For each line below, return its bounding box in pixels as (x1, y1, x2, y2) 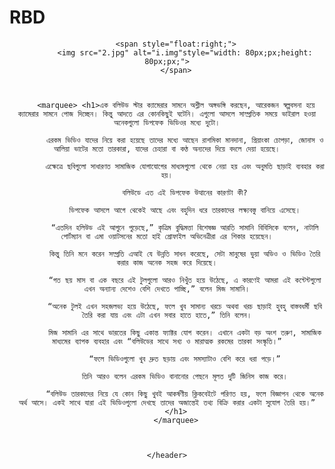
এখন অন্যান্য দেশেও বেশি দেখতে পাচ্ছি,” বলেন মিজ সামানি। (83, 284, 251, 294)
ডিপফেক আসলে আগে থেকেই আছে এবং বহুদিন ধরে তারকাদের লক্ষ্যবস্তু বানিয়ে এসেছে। (68, 205, 301, 215)
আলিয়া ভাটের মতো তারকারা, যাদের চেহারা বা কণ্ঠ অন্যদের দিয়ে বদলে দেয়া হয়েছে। (53, 144, 281, 154)
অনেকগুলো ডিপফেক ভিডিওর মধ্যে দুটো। (113, 117, 221, 128)
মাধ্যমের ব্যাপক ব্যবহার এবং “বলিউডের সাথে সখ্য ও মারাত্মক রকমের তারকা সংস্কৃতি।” (52, 336, 282, 346)
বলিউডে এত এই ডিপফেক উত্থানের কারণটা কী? (122, 187, 248, 198)
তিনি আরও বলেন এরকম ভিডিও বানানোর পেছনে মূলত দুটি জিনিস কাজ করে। (81, 371, 289, 381)
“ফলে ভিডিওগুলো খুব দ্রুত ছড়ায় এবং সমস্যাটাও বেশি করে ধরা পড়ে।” (88, 354, 281, 364)
